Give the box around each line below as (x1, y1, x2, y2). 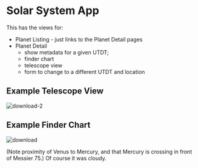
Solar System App (6, 4, 99, 18)
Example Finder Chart (6, 120, 91, 130)
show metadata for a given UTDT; (24, 48, 109, 56)
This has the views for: (6, 24, 63, 31)
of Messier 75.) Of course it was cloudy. (6, 154, 107, 162)
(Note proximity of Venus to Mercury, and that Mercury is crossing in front (6, 148, 193, 155)
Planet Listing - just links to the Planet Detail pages (15, 35, 143, 43)
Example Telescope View (6, 86, 104, 97)
